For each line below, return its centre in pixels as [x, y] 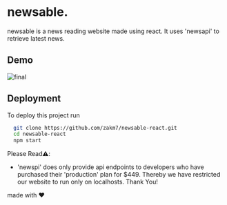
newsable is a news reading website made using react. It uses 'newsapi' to [113, 31]
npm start [27, 141]
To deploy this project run [44, 115]
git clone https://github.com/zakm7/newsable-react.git [95, 128]
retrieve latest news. [36, 38]
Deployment [34, 98]
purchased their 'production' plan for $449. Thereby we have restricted [119, 175]
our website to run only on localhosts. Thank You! [88, 182]
